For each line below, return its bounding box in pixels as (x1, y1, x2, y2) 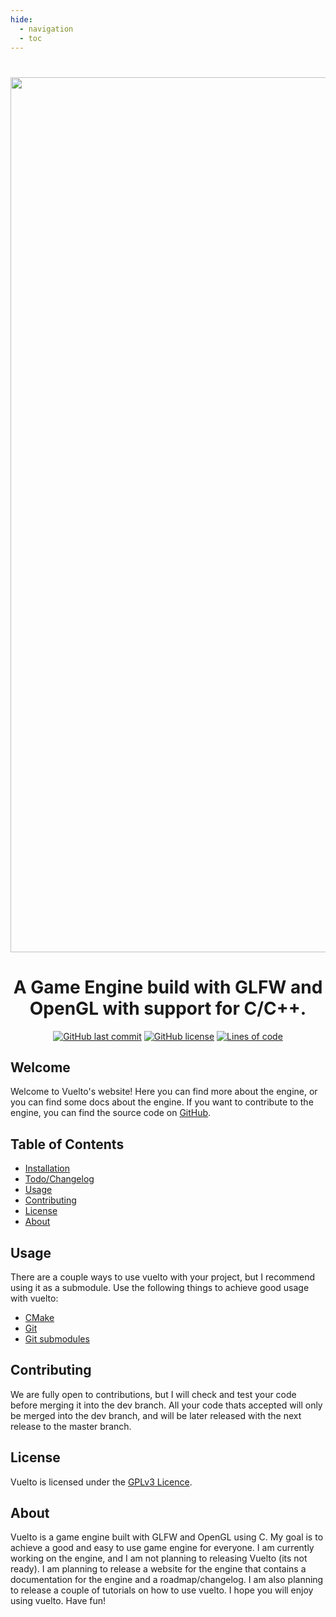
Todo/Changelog (24, 1173, 95, 1185)
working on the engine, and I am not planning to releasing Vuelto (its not (10, 1552, 308, 1565)
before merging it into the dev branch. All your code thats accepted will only (10, 1399, 323, 1411)
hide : (10, 14, 33, 25)
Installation (24, 1162, 71, 1175)
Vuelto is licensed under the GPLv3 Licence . (10, 1476, 193, 1488)
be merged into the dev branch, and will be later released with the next (10, 1409, 302, 1421)
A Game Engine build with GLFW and (13, 976, 323, 998)
